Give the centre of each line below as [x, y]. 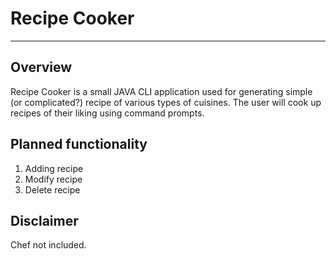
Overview [41, 67]
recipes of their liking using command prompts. [107, 113]
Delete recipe [52, 189]
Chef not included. [48, 245]
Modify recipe [53, 179]
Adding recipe [54, 168]
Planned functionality [79, 144]
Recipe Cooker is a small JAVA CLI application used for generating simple [161, 91]
